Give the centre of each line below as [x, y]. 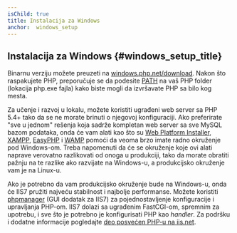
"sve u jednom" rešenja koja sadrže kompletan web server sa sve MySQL [115, 125]
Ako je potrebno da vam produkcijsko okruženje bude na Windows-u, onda [117, 184]
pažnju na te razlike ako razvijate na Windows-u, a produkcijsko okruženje [116, 163]
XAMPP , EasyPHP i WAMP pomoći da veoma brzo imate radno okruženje [114, 140]
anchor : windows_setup [43, 27]
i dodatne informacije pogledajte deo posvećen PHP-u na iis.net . [102, 222]
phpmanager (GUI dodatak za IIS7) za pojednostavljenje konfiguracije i [111, 200]
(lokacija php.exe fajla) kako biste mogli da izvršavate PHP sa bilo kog [110, 88]
